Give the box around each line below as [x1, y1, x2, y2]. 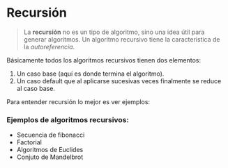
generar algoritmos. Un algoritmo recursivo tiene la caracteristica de [23, 35, 220, 43]
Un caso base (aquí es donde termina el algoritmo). [16, 69, 165, 78]
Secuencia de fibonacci [16, 131, 85, 140]
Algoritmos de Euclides [16, 146, 84, 154]
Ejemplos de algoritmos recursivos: [6, 115, 130, 124]
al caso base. [16, 84, 55, 92]
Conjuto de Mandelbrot [16, 153, 84, 161]
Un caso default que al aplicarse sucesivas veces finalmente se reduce [16, 76, 222, 85]
